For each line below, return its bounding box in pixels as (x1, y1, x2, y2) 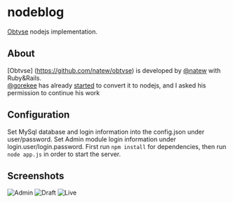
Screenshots (7, 169, 65, 182)
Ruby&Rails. (7, 73, 42, 82)
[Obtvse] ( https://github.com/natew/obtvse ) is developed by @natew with (7, 66, 221, 74)
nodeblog (7, 4, 65, 20)
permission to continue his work (7, 88, 100, 97)
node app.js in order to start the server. (7, 150, 121, 158)
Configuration (7, 109, 70, 121)
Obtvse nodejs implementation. (7, 27, 98, 36)
